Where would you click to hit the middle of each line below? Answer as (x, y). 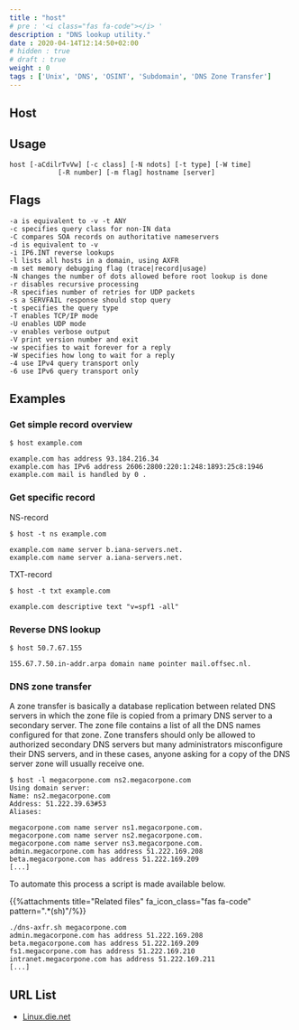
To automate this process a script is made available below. (118, 884)
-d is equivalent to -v (54, 245)
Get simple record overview (71, 425)
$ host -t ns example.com (58, 534)
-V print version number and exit (74, 340)
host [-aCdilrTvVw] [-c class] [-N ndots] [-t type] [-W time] (131, 164)
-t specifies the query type (64, 308)
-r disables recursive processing (74, 284)
